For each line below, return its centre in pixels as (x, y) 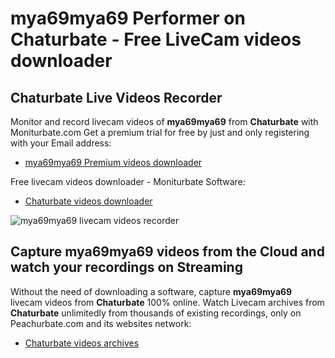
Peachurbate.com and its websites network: (101, 323)
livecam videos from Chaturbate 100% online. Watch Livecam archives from (167, 302)
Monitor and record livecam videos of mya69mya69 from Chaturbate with (164, 121)
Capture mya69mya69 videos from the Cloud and (167, 252)
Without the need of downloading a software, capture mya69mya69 (151, 291)
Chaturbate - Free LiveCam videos (156, 39)
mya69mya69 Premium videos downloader (113, 162)
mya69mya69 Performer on (128, 18)
